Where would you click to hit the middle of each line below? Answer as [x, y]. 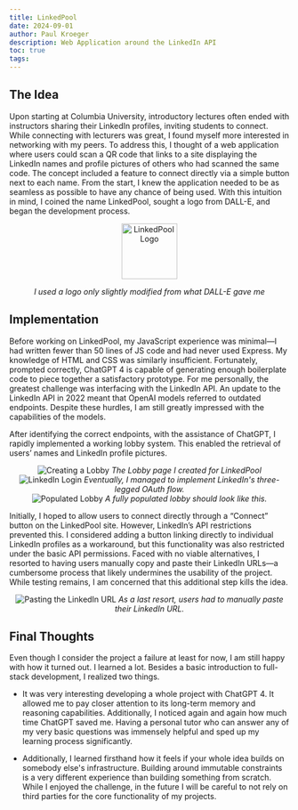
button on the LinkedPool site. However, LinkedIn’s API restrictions [130, 525]
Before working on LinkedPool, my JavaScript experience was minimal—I [143, 341]
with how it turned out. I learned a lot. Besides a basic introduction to [135, 668]
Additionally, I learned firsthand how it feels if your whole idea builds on [153, 758]
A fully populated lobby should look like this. [186, 498]
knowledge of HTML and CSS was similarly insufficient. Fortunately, [133, 360]
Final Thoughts [52, 637]
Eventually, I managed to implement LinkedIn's [169, 479]
